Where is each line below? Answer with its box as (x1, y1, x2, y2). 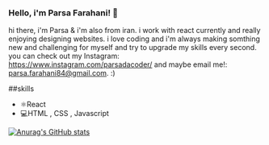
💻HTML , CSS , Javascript (19, 109, 109, 118)
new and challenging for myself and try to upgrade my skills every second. (8, 43, 257, 52)
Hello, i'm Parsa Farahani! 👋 (8, 7, 119, 19)
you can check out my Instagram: (8, 52, 120, 61)
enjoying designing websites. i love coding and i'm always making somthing (8, 34, 261, 43)
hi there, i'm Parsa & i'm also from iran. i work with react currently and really (8, 26, 261, 35)
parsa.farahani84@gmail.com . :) (8, 68, 116, 78)
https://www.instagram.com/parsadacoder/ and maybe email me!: (8, 60, 228, 69)
